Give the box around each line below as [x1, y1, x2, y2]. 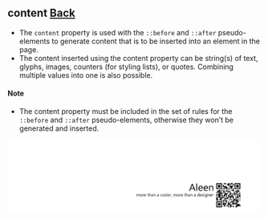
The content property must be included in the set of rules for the [18, 107, 233, 116]
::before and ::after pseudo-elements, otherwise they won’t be [18, 116, 234, 125]
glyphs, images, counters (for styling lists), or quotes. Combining [18, 62, 234, 71]
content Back [7, 6, 75, 20]
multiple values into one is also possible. [18, 70, 153, 79]
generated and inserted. [18, 124, 99, 133]
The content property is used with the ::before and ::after [18, 27, 217, 37]
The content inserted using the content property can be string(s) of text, [18, 53, 258, 63]
